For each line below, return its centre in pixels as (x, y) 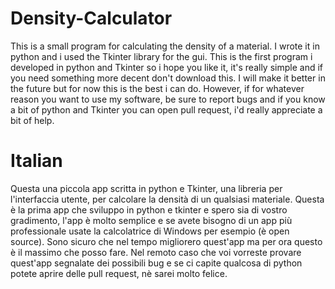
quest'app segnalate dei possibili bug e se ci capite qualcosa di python (156, 263)
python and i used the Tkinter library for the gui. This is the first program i (161, 56)
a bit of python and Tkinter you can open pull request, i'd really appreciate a (166, 109)
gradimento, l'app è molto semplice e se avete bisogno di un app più (151, 220)
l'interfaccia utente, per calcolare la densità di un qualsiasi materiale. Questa (167, 199)
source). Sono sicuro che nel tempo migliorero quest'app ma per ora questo (166, 241)
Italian (36, 161)
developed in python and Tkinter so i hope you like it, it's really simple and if (166, 67)
